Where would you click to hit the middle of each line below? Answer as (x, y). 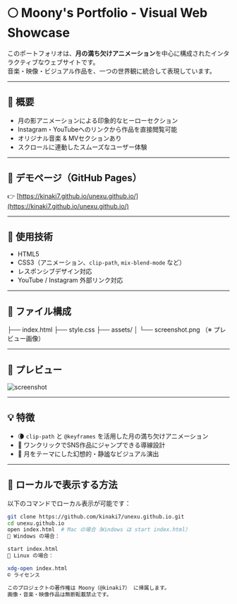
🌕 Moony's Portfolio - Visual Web (108, 13)
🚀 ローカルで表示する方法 (62, 485)
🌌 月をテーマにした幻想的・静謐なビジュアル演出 (88, 453)
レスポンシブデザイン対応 (55, 272)
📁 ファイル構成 (39, 311)
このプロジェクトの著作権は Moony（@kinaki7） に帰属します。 (89, 588)
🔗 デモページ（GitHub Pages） (75, 178)
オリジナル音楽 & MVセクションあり (69, 138)
